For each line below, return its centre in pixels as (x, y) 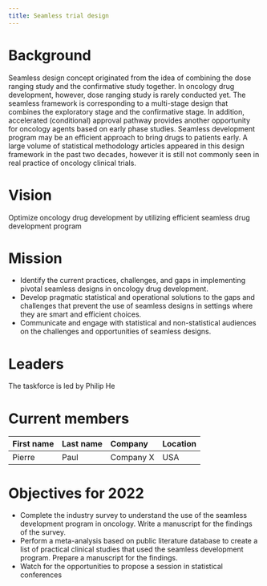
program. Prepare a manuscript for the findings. (99, 558)
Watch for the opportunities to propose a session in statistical (121, 567)
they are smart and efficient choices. (81, 314)
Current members (69, 418)
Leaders (36, 364)
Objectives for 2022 (76, 493)
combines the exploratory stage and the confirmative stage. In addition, (126, 111)
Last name (82, 444)
